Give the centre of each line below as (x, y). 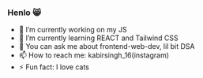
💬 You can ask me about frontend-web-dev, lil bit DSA (107, 46)
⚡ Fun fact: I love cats (54, 67)
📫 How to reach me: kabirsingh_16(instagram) (94, 55)
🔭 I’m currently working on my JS (73, 30)
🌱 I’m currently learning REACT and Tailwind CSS (98, 38)
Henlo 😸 (24, 13)
